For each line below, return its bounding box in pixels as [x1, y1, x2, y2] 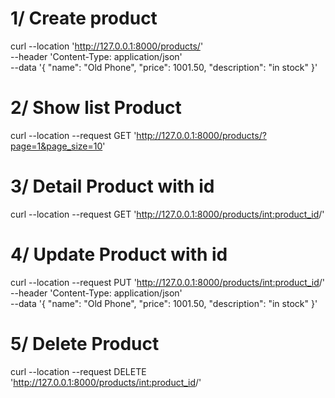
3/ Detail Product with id [10, 175, 215, 198]
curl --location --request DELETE [10, 365, 147, 377]
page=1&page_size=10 [10, 140, 103, 152]
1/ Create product [10, 7, 158, 30]
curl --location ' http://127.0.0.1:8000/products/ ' [10, 40, 204, 52]
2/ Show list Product [10, 97, 182, 119]
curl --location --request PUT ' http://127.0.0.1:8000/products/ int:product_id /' [10, 276, 325, 288]
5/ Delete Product [10, 332, 160, 355]
